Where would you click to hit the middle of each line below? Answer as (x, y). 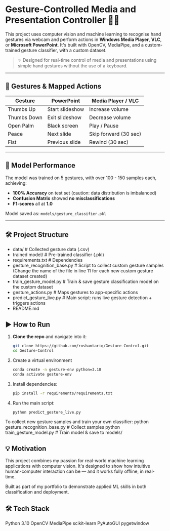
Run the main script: (33, 403)
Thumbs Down (25, 117)
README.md (26, 309)
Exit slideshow (65, 117)
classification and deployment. (37, 492)
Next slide (59, 134)
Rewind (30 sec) (109, 142)
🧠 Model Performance (40, 166)
